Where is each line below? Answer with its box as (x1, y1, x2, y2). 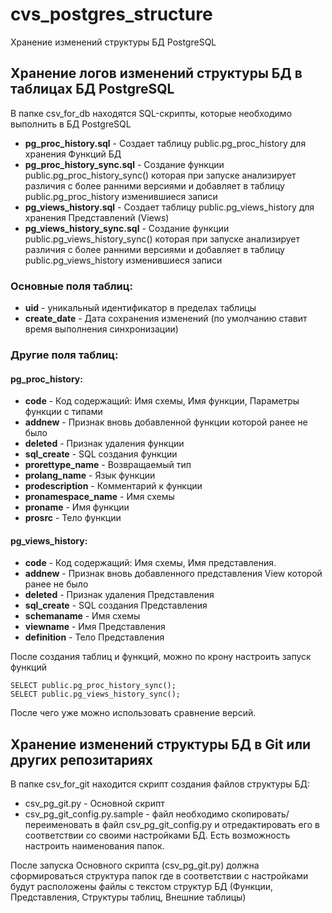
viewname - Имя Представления (24, 621, 166, 633)
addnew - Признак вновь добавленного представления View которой (24, 568, 323, 580)
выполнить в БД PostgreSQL (10, 118, 132, 130)
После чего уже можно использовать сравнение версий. (10, 707, 257, 719)
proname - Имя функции (24, 501, 130, 513)
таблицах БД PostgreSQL (10, 81, 175, 98)
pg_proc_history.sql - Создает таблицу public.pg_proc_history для (24, 137, 307, 149)
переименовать (24, 819, 93, 831)
